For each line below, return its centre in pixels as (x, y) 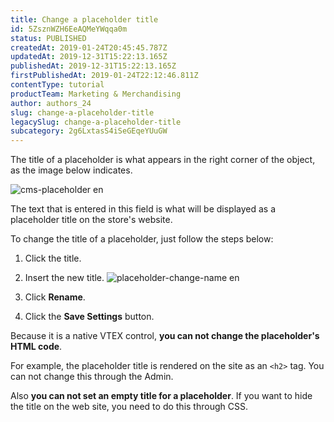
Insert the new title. (64, 278)
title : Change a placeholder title (84, 19)
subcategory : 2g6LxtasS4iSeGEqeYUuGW (89, 131)
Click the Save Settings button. (89, 317)
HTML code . (36, 347)
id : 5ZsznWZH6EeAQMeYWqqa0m (69, 29)
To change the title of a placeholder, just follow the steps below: (142, 239)
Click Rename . (55, 297)
